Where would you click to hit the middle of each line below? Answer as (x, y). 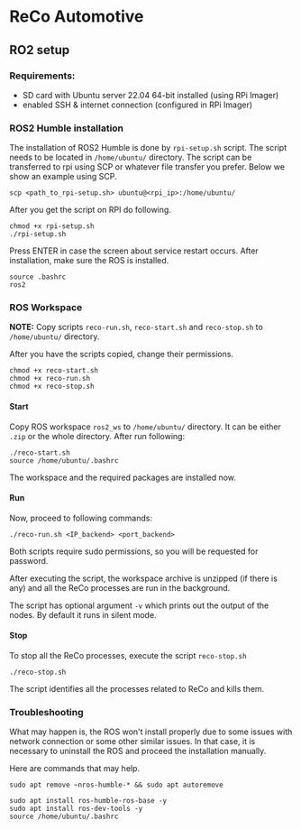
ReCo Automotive (77, 17)
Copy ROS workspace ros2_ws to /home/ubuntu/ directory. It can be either (145, 427)
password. (29, 560)
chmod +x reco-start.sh (54, 371)
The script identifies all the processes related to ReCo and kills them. (137, 689)
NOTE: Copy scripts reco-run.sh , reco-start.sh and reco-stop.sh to (136, 327)
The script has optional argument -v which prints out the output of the (139, 605)
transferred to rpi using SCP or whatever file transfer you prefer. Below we (147, 167)
